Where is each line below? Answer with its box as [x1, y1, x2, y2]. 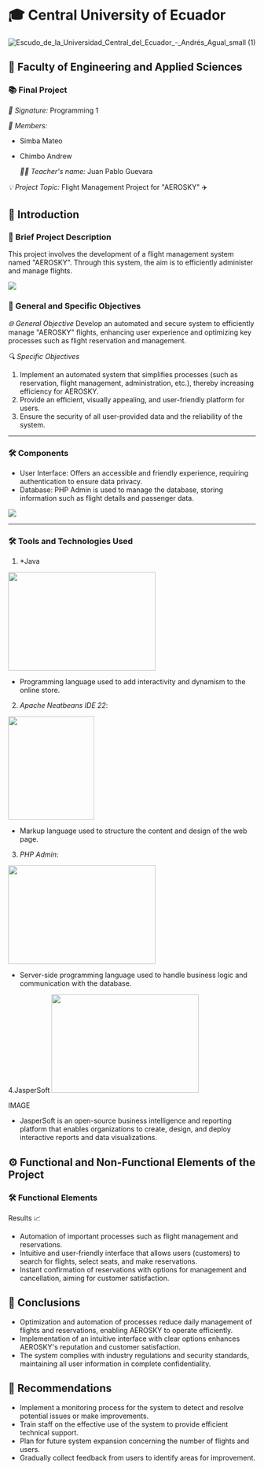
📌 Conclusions [8, 1296, 81, 1309]
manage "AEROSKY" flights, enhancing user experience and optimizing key [8, 328, 252, 337]
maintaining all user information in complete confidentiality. [19, 1359, 211, 1368]
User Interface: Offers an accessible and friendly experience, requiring [19, 468, 249, 477]
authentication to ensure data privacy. [19, 476, 143, 486]
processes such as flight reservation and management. [8, 335, 187, 345]
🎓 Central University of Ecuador [8, 6, 226, 24]
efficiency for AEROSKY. [19, 387, 100, 396]
